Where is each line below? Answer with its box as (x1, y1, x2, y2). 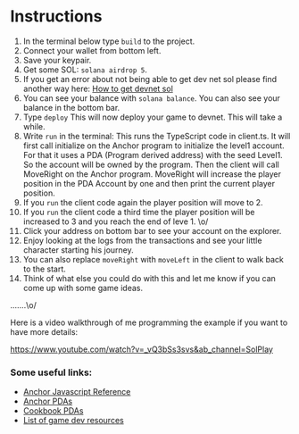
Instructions (10, 6, 103, 27)
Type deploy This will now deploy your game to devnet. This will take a (22, 112, 283, 122)
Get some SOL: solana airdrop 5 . (22, 64, 148, 75)
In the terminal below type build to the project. (22, 36, 195, 46)
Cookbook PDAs (22, 405, 84, 416)
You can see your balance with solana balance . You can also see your (22, 92, 280, 104)
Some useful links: (10, 366, 93, 379)
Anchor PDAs (22, 396, 73, 407)
